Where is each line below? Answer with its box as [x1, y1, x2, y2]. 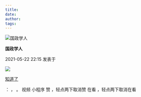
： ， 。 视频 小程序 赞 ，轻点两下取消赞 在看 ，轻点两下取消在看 [5, 87, 137, 93]
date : [5, 12, 16, 17]
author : [5, 16, 21, 21]
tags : [5, 21, 16, 26]
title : [5, 7, 19, 12]
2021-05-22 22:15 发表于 [5, 56, 56, 62]
